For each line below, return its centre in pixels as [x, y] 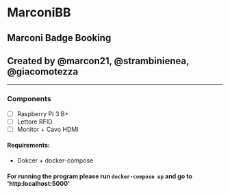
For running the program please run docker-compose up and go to [100, 176]
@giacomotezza [43, 71]
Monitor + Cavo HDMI [48, 129]
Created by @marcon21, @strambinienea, [98, 60]
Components [29, 99]
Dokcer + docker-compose [55, 161]
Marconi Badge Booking [59, 38]
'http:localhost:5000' [39, 183]
